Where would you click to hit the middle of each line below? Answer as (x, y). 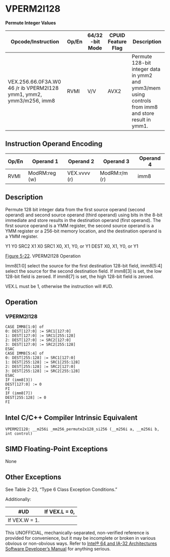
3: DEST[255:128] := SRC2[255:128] (43, 371)
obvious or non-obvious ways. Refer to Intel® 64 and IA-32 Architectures (81, 543)
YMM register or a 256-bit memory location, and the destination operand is (83, 231)
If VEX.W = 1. (24, 520)
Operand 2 (81, 161)
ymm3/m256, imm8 (32, 101)
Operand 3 (116, 161)
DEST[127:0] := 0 (24, 385)
